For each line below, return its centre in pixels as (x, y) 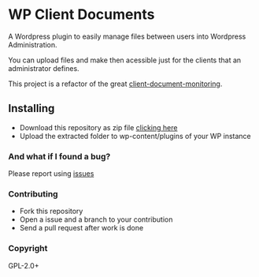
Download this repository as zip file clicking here (98, 127)
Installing (31, 109)
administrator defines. (44, 68)
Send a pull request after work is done (81, 228)
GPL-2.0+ (24, 265)
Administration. (33, 44)
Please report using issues (51, 174)
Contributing (33, 193)
